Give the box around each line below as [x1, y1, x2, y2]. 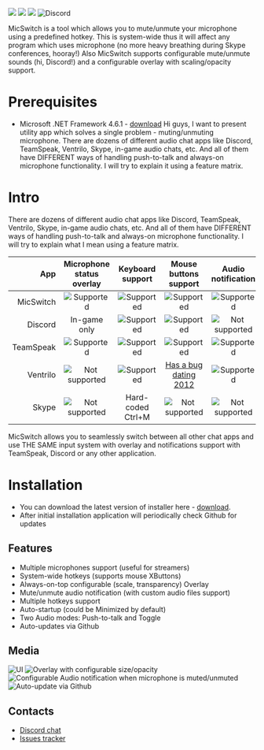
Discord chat [19, 726, 61, 735]
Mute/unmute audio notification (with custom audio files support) [19, 588, 230, 597]
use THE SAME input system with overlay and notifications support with [8, 440, 241, 449]
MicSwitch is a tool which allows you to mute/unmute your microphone [8, 24, 237, 33]
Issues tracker [19, 733, 66, 744]
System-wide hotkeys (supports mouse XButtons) [19, 571, 181, 581]
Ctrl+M [124, 411, 151, 422]
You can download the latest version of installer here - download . [19, 502, 231, 511]
